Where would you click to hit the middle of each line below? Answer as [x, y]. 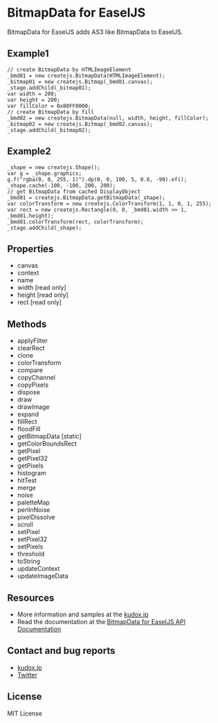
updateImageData [43, 576]
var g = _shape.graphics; [44, 173]
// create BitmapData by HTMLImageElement [69, 70]
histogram [31, 473]
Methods [27, 324]
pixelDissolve [36, 518]
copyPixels [33, 385]
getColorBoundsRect [47, 443]
